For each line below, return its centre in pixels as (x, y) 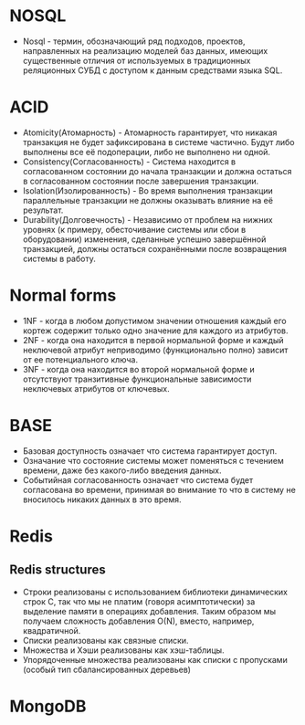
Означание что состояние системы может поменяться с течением (153, 460)
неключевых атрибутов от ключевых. (96, 388)
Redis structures (58, 570)
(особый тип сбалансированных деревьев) (107, 669)
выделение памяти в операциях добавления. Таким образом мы (149, 611)
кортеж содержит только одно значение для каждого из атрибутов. (156, 331)
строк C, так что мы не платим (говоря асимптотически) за (139, 601)
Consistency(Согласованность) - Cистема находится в (129, 162)
